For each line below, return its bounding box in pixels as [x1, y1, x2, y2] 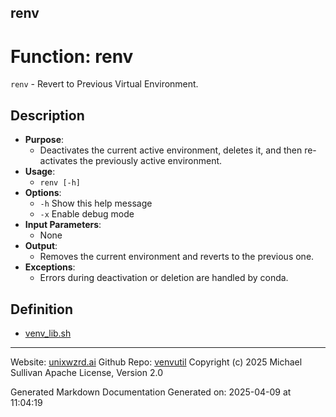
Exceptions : [24, 261, 76, 273]
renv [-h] [39, 178, 82, 188]
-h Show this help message [39, 197, 153, 210]
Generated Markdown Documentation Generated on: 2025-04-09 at [10, 386, 292, 398]
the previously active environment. [79, 155, 223, 167]
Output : [24, 240, 58, 252]
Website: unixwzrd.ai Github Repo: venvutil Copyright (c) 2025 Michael [10, 356, 303, 368]
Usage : [24, 166, 56, 178]
